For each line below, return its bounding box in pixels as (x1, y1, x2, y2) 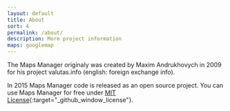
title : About (7, 16, 45, 23)
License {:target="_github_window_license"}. (7, 96, 133, 103)
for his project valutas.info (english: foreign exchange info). (7, 68, 175, 76)
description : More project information (7, 36, 122, 42)
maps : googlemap (7, 42, 54, 49)
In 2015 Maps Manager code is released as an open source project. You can (7, 82, 224, 89)
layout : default (7, 10, 54, 17)
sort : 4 (7, 23, 30, 29)
